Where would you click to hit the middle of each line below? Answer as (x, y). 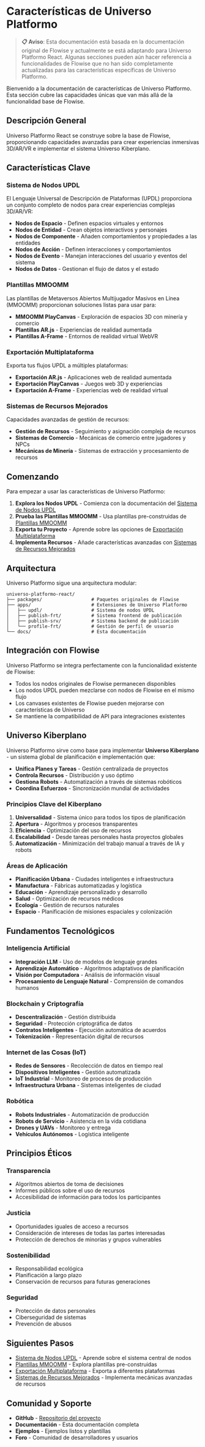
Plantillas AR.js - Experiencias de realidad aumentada (83, 330)
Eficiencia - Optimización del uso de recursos (73, 830)
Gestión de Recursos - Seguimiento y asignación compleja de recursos (106, 431)
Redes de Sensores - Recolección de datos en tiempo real (89, 1066)
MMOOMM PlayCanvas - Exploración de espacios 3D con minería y (101, 316)
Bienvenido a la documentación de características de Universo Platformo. (99, 88)
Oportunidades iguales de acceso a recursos (72, 1226)
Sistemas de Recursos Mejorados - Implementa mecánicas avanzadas (104, 1378)
